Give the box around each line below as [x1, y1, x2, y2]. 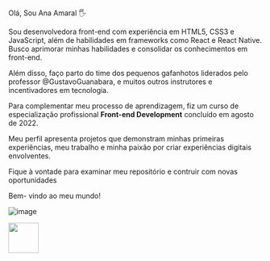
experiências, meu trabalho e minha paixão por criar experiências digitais [8, 142, 252, 152]
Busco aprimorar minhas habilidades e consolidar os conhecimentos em [8, 44, 248, 53]
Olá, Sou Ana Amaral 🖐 [8, 8, 87, 18]
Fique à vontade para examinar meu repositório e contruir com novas [8, 166, 238, 176]
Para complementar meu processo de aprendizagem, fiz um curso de [8, 101, 239, 111]
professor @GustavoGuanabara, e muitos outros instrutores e [8, 77, 213, 86]
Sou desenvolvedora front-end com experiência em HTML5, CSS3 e [8, 27, 235, 36]
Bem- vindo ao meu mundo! [8, 191, 102, 200]
